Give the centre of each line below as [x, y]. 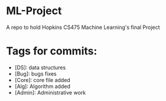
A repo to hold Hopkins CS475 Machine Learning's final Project [83, 27]
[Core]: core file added [43, 80]
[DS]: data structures [40, 67]
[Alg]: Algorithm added [43, 86]
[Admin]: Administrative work [50, 92]
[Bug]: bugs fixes [36, 74]
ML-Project [34, 11]
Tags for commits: [52, 51]
